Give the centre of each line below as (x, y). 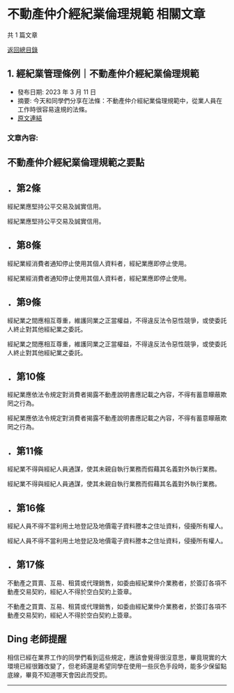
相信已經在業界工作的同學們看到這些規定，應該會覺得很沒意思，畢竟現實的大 (117, 657)
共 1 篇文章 (23, 35)
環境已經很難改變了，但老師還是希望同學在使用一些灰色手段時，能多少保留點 (117, 666)
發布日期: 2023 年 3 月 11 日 (57, 92)
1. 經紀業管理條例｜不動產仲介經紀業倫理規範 (103, 74)
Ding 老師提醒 (37, 639)
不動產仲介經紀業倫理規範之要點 (76, 163)
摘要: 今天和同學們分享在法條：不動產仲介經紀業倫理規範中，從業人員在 (120, 100)
